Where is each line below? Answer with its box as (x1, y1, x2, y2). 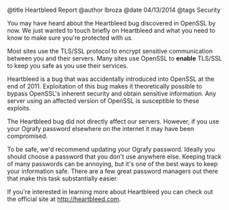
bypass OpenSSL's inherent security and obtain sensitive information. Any (7, 89, 217, 97)
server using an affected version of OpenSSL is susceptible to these (7, 97, 200, 105)
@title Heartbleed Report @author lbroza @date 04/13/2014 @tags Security (7, 6, 221, 14)
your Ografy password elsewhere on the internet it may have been (7, 125, 194, 132)
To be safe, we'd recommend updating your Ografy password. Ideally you (7, 145, 215, 153)
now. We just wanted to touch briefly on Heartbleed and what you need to (7, 27, 216, 34)
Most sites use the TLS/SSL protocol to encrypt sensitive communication (7, 47, 213, 55)
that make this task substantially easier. (7, 174, 119, 183)
